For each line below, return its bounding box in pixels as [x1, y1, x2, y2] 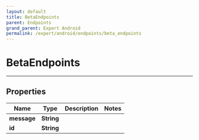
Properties [6, 87, 46, 97]
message [9, 114, 36, 122]
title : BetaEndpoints [6, 14, 60, 20]
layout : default [6, 8, 46, 15]
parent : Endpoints [6, 19, 52, 25]
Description [65, 104, 99, 112]
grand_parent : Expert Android [6, 25, 81, 31]
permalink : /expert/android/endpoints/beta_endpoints [6, 31, 142, 37]
